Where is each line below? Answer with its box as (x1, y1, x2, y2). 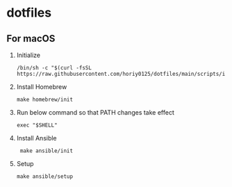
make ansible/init (19, 147, 74, 154)
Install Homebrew (16, 83, 67, 91)
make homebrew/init (16, 96, 74, 103)
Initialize (16, 51, 41, 59)
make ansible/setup (16, 173, 74, 180)
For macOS (6, 33, 56, 44)
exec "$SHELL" (16, 122, 58, 129)
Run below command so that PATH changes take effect (16, 108, 175, 116)
